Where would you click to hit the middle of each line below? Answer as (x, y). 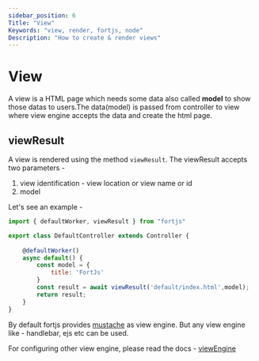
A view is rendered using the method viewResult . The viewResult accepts (128, 160)
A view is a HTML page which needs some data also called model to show (129, 99)
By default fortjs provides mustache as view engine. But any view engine (127, 325)
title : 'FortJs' (77, 273)
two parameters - (37, 168)
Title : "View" (32, 23)
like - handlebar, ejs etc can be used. (69, 332)
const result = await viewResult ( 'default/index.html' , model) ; (143, 287)
